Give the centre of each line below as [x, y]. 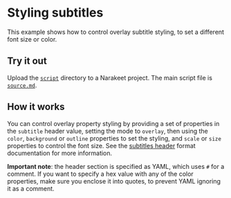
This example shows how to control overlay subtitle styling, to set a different [116, 32]
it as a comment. [31, 188]
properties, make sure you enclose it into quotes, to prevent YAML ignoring [114, 181]
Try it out [27, 61]
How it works [36, 107]
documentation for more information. [60, 153]
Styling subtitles [55, 13]
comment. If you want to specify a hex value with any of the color [100, 174]
